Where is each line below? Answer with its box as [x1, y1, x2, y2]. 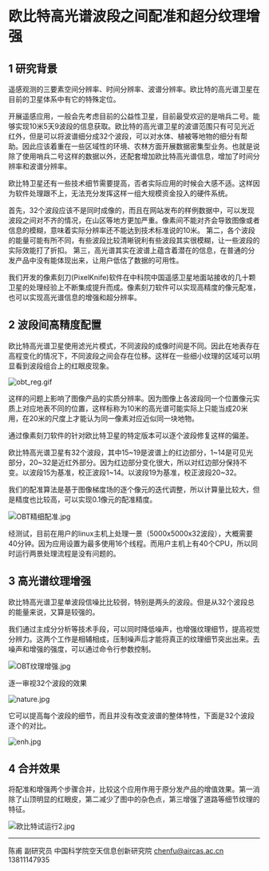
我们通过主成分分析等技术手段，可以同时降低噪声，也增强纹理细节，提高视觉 [8, 624, 260, 633]
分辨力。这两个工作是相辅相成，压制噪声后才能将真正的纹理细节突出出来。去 [8, 634, 260, 644]
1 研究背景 [8, 62, 58, 75]
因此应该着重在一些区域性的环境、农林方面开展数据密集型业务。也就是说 [22, 142, 260, 151]
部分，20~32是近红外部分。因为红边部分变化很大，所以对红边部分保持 [8, 457, 240, 467]
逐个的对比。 [8, 720, 50, 730]
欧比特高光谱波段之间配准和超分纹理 [8, 7, 247, 26]
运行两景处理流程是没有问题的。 [14, 548, 121, 558]
